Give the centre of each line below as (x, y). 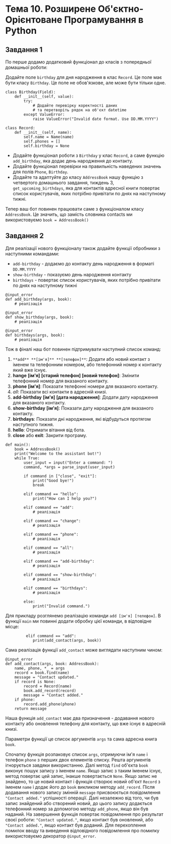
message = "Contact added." (53, 695)
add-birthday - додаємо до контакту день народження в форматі (83, 263)
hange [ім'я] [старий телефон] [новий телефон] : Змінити (76, 375)
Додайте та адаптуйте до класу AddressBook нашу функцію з (78, 177)
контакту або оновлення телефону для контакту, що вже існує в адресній (86, 724)
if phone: (25, 699)
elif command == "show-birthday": (60, 574)
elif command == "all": (49, 548)
